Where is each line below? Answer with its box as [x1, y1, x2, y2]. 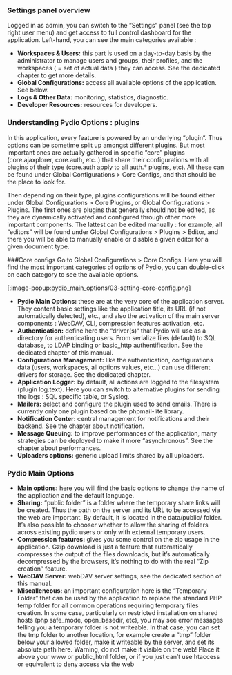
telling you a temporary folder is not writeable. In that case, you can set [17, 623, 220, 632]
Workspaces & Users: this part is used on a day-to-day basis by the [17, 49, 212, 57]
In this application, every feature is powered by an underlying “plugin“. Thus [7, 133, 223, 141]
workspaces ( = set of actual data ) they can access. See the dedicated [17, 64, 221, 72]
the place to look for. [7, 177, 66, 186]
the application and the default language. [17, 491, 135, 499]
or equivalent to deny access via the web [17, 660, 135, 668]
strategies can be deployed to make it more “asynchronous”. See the [17, 436, 213, 444]
